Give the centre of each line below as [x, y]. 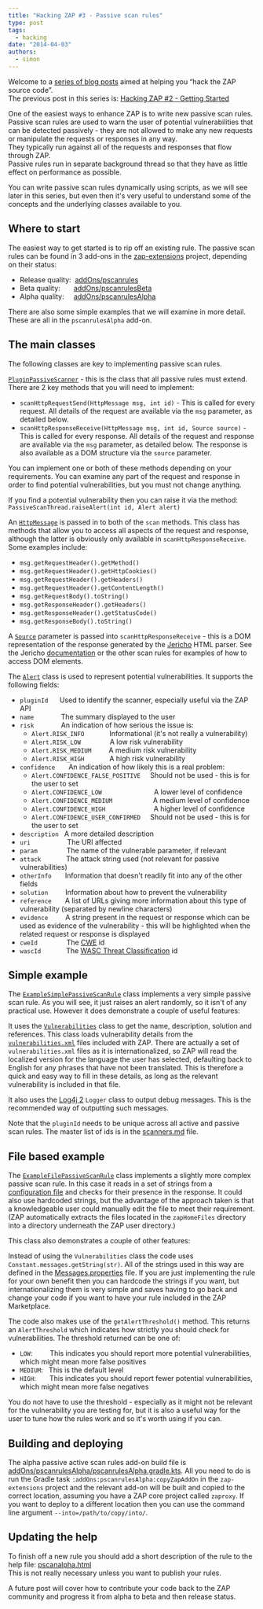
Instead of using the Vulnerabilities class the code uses [101, 1256]
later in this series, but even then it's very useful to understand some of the [130, 195]
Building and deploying [66, 1443]
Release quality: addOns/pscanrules [79, 279]
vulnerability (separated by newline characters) [96, 908]
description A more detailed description [87, 834]
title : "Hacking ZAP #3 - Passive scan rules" [86, 15]
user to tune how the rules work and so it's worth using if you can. [115, 1419]
